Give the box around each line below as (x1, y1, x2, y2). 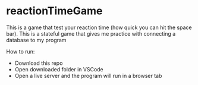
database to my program (6, 36, 67, 43)
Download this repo (14, 59, 63, 67)
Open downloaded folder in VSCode (14, 65, 104, 73)
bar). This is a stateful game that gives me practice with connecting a (6, 30, 176, 37)
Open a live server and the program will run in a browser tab (14, 72, 162, 79)
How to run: (6, 48, 35, 55)
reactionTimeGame (6, 4, 103, 18)
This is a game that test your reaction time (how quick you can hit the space (6, 24, 192, 31)
